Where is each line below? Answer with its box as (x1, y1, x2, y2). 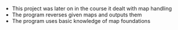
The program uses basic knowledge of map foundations (11, 18, 151, 24)
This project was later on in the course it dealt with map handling (11, 5, 172, 12)
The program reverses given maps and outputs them (11, 11, 142, 18)
